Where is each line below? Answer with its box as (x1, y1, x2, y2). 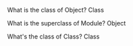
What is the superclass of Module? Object (7, 19, 126, 27)
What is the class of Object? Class (7, 6, 105, 14)
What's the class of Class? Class (7, 32, 100, 41)
